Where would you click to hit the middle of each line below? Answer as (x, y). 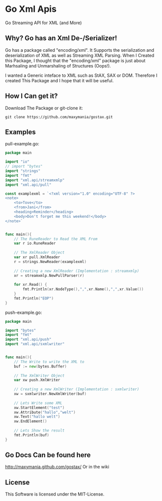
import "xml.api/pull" (28, 185)
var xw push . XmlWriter (37, 380)
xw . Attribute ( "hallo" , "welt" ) (45, 412)
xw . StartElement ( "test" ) (39, 407)
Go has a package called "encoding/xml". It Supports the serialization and (80, 50)
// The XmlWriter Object (39, 375)
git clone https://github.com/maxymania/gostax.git (59, 117)
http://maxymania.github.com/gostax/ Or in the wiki (57, 467)
